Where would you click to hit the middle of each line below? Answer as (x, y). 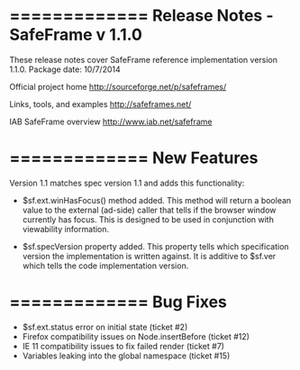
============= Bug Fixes (118, 302)
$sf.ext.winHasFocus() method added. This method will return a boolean (157, 200)
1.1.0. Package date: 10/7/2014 (65, 69)
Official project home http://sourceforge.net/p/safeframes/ (118, 86)
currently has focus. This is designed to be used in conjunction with (148, 219)
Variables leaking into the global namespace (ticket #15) (126, 356)
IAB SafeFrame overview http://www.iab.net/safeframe (111, 122)
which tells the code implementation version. (105, 266)
